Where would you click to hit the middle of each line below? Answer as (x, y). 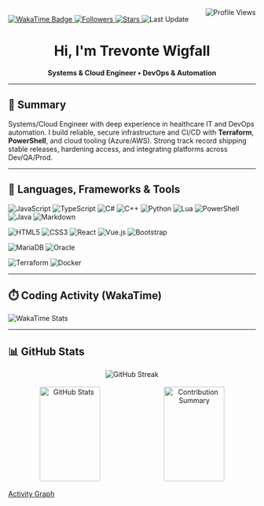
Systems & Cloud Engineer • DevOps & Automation (132, 72)
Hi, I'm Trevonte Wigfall (132, 51)
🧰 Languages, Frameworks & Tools (94, 189)
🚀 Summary (37, 105)
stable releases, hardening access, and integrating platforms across (118, 149)
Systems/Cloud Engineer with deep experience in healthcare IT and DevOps (131, 124)
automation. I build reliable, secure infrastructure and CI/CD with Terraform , (131, 132)
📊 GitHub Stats (46, 351)
